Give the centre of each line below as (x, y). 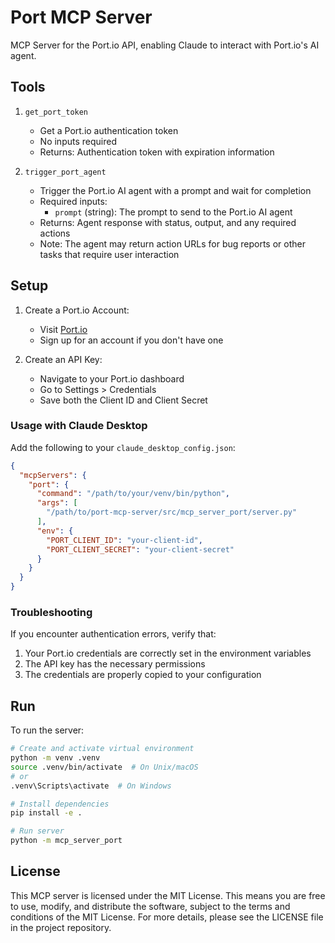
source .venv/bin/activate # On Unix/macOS (104, 767)
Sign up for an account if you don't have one (131, 340)
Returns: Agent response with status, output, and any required (168, 222)
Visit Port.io (63, 329)
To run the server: (47, 730)
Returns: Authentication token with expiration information (157, 152)
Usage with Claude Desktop (79, 426)
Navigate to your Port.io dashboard (112, 378)
